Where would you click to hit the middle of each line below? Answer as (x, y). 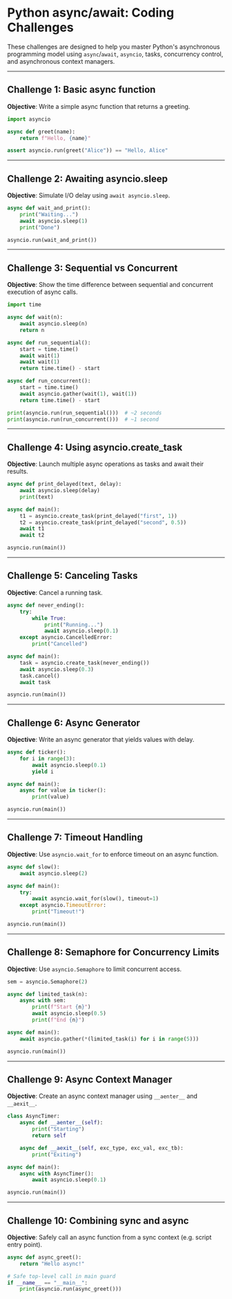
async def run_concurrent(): (49, 381)
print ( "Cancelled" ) (60, 644)
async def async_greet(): (44, 1257)
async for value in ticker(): (63, 791)
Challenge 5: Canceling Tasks (72, 576)
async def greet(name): (41, 132)
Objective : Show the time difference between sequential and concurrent (110, 285)
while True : (49, 618)
